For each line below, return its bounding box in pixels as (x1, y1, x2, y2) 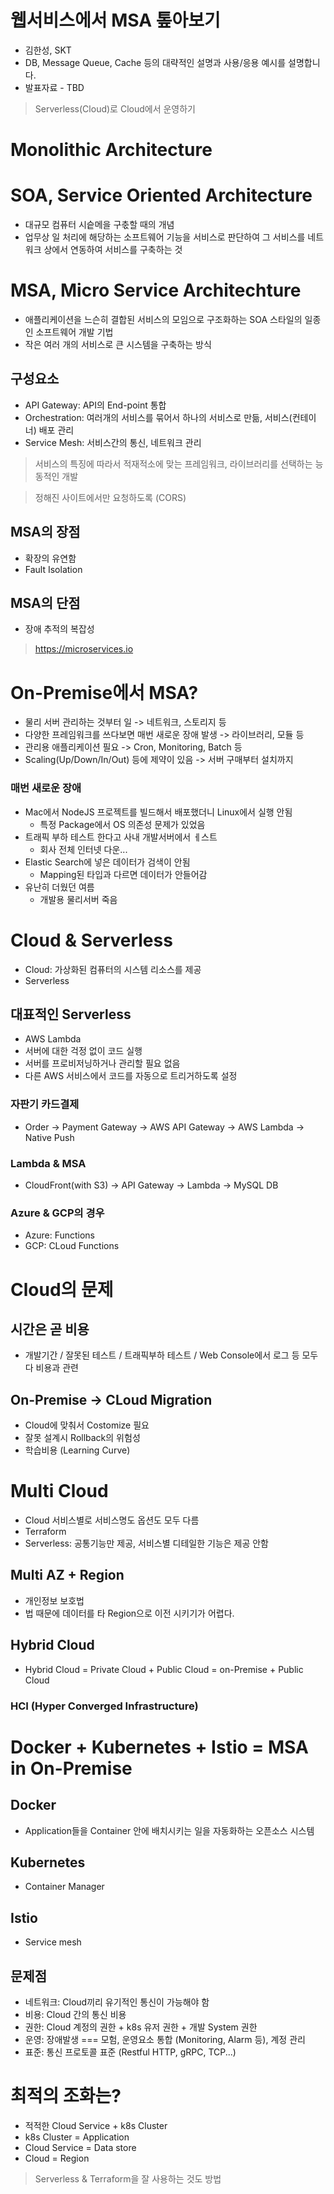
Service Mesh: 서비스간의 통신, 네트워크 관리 (24, 436, 202, 448)
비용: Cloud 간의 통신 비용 (24, 2009, 127, 2021)
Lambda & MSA (10, 1156, 87, 1170)
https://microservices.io (34, 643, 134, 655)
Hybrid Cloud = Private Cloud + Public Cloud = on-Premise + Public (24, 1663, 304, 1675)
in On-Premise (10, 1757, 133, 1780)
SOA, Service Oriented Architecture (10, 184, 313, 207)
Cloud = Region (24, 2152, 90, 2164)
